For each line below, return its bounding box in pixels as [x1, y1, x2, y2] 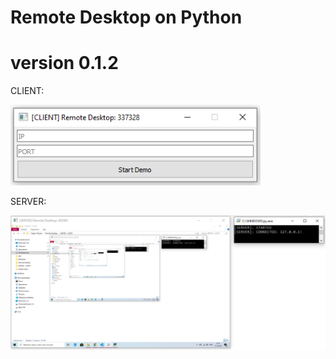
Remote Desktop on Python [10, 6, 243, 29]
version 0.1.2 [10, 52, 119, 75]
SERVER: [10, 196, 47, 208]
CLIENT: [10, 85, 45, 97]
